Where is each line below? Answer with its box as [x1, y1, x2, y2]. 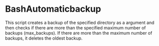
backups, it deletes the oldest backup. [5, 35, 83, 41]
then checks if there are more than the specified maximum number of [5, 24, 146, 30]
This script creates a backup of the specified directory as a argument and [5, 20, 155, 25]
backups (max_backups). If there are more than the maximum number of [5, 30, 153, 36]
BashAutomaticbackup [5, 3, 101, 15]
